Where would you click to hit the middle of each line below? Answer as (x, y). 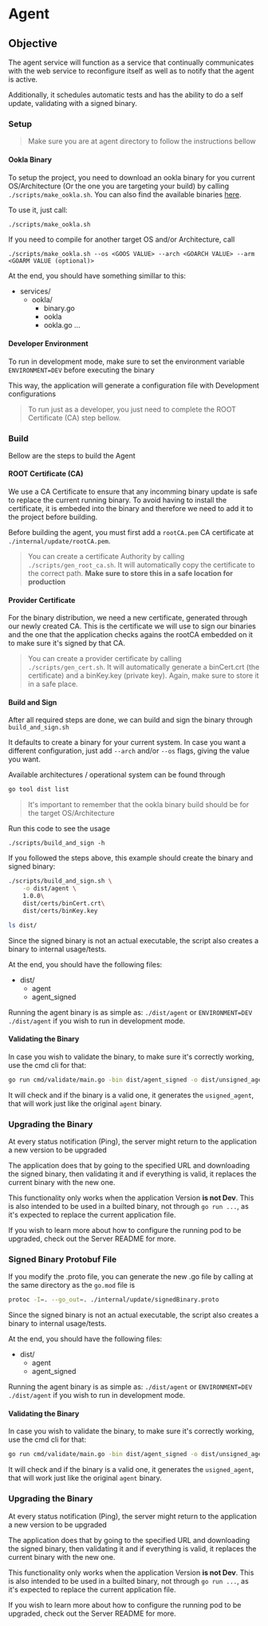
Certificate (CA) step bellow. (74, 417)
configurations (32, 394)
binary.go (59, 309)
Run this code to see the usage (59, 829)
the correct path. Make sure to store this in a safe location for (130, 573)
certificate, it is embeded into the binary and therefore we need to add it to (131, 509)
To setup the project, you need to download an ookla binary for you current (132, 177)
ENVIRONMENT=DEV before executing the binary (82, 370)
